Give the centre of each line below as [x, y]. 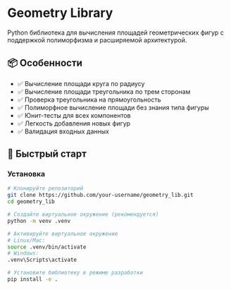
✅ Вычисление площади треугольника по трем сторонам [104, 91]
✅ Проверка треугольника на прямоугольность [89, 99]
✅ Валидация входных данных [63, 131]
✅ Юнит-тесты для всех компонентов [74, 115]
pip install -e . [33, 279]
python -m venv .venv [39, 221]
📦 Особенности [45, 63]
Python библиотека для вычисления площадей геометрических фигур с [115, 32]
